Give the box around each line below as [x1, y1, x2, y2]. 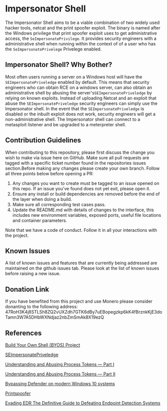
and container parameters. [12, 217, 67, 223]
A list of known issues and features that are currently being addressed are [5, 260, 158, 266]
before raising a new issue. [5, 271, 61, 277]
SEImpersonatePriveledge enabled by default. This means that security [5, 79, 150, 85]
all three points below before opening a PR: [5, 170, 94, 176]
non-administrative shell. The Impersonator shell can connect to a [5, 116, 141, 122]
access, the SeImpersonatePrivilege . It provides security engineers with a [5, 35, 157, 41]
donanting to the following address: [5, 304, 78, 310]
